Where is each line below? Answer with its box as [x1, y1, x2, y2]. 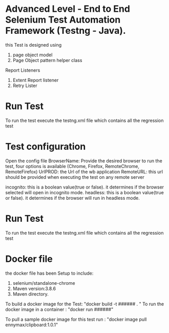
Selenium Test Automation [5, 14, 121, 26]
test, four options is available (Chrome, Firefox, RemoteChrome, [5, 163, 140, 169]
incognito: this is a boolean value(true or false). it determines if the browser [5, 184, 164, 190]
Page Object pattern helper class [12, 57, 82, 63]
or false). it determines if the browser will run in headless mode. [5, 195, 140, 201]
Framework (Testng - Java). [5, 25, 126, 36]
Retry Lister [12, 82, 37, 89]
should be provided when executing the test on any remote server [5, 174, 144, 180]
